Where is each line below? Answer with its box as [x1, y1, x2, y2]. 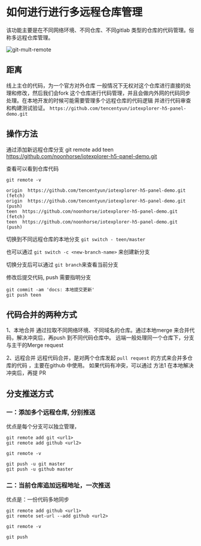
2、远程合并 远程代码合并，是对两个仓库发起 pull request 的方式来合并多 [6, 354, 188, 361]
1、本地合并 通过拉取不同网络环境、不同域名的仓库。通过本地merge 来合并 [6, 327, 190, 334]
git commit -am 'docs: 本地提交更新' [6, 286, 95, 292]
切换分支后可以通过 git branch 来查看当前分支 [6, 261, 118, 268]
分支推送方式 [6, 388, 54, 399]
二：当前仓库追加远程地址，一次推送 [6, 481, 111, 489]
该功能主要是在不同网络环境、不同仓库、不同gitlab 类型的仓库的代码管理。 [6, 26, 190, 34]
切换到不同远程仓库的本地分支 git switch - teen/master [6, 235, 145, 243]
